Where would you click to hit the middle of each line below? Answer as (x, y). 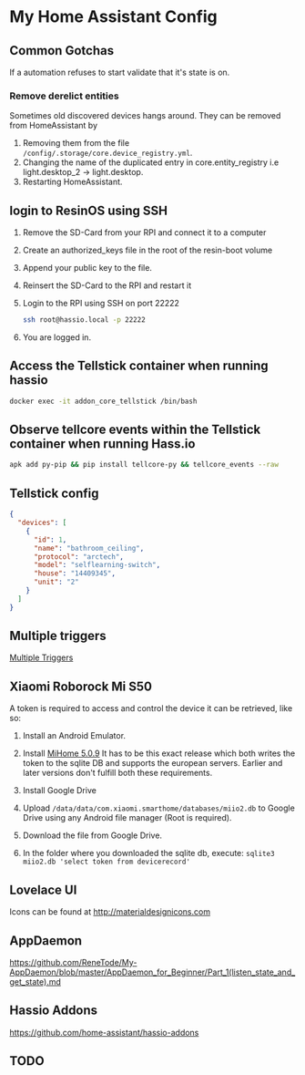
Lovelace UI (43, 889)
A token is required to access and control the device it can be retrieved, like (151, 708)
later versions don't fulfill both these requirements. (117, 773)
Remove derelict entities (65, 96)
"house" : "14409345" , (75, 574)
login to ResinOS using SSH (89, 210)
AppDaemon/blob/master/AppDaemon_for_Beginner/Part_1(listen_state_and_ (152, 972)
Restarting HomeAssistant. (72, 182)
